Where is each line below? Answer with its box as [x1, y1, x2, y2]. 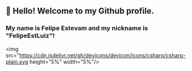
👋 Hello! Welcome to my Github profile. [5, 6, 155, 16]
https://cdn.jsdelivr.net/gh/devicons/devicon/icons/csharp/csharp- [19, 52, 186, 59]
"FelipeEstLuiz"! [5, 31, 55, 40]
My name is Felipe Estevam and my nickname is [5, 24, 149, 32]
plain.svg [5, 58, 28, 65]
